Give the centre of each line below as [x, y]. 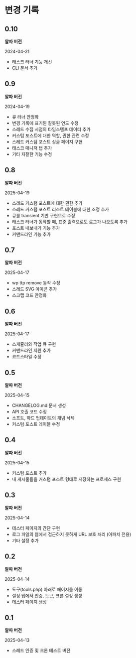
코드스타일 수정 [27, 357]
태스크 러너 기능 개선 [32, 62]
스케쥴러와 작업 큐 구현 [34, 344]
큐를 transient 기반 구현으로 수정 [44, 215]
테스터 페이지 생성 [29, 602]
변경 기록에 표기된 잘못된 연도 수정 [45, 123]
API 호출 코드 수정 [29, 412]
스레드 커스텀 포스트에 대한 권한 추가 [47, 203]
